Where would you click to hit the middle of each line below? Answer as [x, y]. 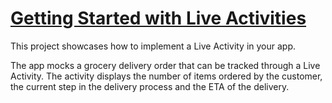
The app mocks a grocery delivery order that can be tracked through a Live [165, 65]
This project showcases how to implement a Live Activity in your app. [153, 46]
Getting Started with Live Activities [158, 18]
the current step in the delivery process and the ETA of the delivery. [150, 86]
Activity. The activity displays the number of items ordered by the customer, [166, 76]
